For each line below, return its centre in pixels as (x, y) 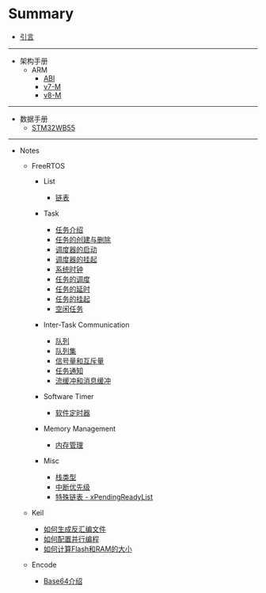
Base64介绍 (63, 581)
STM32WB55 (53, 127)
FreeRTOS (48, 165)
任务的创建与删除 (83, 239)
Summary (41, 14)
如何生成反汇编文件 (75, 529)
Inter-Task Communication (86, 325)
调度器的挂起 (76, 259)
